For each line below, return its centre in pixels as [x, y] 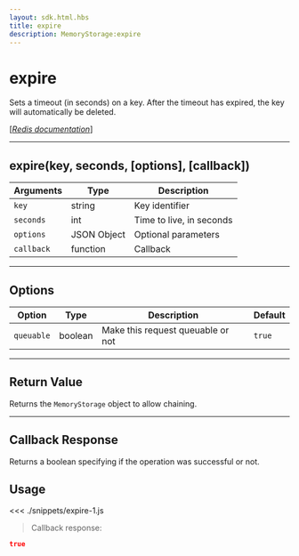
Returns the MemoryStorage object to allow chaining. [103, 403]
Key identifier [162, 205]
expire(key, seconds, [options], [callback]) [130, 165]
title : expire [36, 26]
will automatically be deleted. [63, 112]
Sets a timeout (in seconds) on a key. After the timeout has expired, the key [147, 102]
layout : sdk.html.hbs [49, 17]
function [89, 249]
